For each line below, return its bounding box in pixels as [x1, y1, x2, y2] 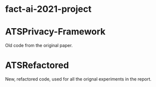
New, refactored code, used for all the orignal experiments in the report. [5, 76, 152, 82]
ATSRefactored [5, 60, 69, 71]
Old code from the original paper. [5, 43, 73, 48]
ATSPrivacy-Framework [5, 26, 105, 38]
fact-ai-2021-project [5, 3, 92, 15]
